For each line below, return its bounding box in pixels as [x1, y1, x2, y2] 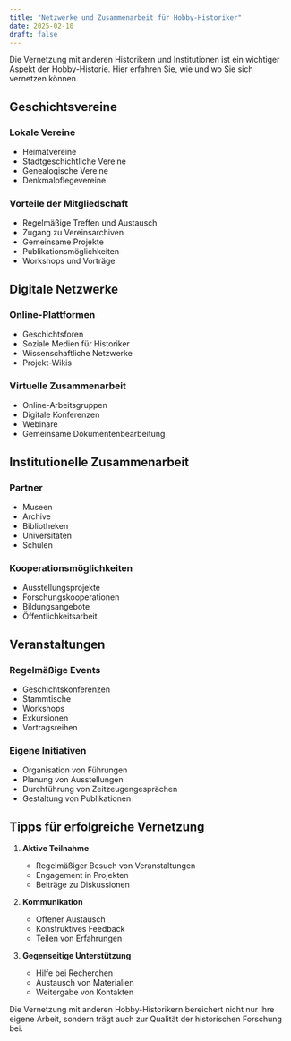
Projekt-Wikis [21, 357, 73, 368]
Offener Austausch [35, 914, 106, 925]
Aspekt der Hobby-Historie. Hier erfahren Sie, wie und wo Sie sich [9, 64, 253, 74]
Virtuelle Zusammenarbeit [9, 380, 127, 392]
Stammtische [21, 694, 72, 704]
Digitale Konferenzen [21, 409, 100, 421]
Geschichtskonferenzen [21, 684, 110, 695]
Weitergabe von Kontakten [35, 986, 134, 998]
